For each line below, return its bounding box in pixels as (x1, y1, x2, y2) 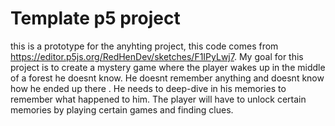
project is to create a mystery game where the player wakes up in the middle (10, 61, 326, 73)
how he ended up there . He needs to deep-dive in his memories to (10, 82, 287, 94)
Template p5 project (10, 7, 181, 30)
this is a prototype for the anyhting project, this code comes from (10, 40, 279, 52)
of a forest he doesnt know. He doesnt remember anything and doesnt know (10, 72, 325, 84)
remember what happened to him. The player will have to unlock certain (10, 93, 307, 105)
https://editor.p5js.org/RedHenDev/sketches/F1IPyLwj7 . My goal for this (10, 50, 304, 62)
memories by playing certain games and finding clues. (10, 103, 234, 116)
